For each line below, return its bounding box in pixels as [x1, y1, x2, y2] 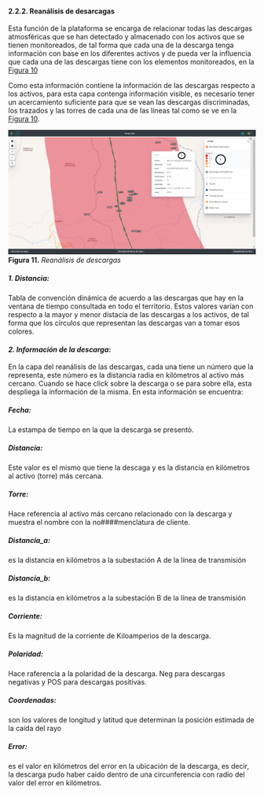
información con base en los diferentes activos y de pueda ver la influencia [8, 49, 251, 58]
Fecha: [8, 405, 31, 415]
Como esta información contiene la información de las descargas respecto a [8, 81, 255, 90]
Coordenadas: [8, 695, 57, 704]
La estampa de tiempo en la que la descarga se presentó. [8, 425, 194, 434]
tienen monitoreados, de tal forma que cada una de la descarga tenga [8, 40, 234, 50]
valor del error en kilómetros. [8, 778, 102, 788]
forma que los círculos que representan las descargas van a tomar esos [8, 319, 240, 328]
